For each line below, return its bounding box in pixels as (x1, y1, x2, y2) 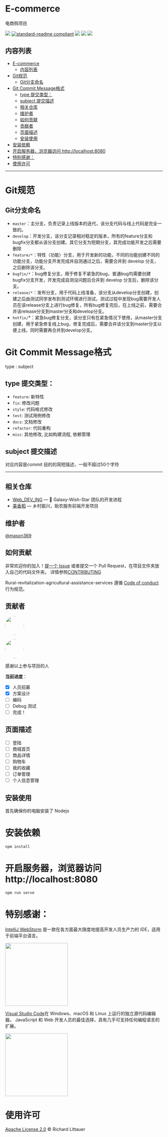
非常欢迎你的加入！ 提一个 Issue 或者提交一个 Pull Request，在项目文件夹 (5, 563, 155, 569)
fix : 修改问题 (12, 400, 40, 406)
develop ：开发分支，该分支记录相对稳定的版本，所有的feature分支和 (12, 233, 152, 239)
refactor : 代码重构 (12, 425, 51, 431)
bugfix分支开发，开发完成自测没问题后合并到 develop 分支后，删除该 (12, 277, 154, 283)
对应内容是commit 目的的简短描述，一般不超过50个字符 (5, 461, 119, 467)
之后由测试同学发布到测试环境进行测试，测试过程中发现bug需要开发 (16, 296, 156, 302)
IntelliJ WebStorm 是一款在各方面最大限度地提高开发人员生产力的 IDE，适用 (5, 926, 161, 932)
